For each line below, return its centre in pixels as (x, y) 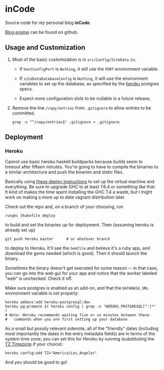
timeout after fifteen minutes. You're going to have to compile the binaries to (82, 167)
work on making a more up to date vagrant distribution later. (65, 197)
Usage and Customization (45, 48)
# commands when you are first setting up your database (66, 319)
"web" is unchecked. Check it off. (39, 279)
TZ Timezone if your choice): (34, 344)
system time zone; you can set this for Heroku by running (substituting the (80, 339)
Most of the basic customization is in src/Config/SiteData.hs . (74, 59)
